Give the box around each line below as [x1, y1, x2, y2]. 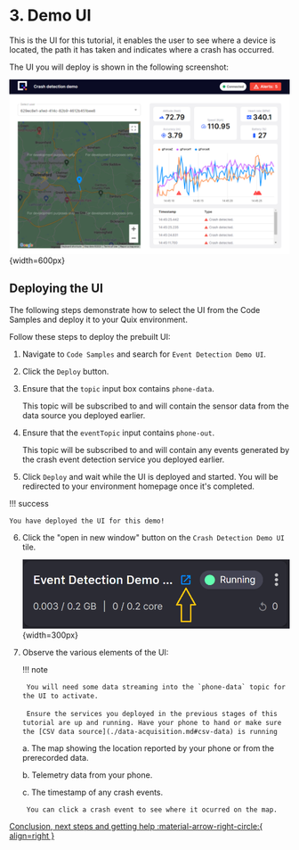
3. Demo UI [9, 5, 92, 26]
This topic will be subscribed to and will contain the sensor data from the [21, 400, 289, 411]
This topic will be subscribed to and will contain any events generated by [21, 444, 290, 455]
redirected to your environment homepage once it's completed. [21, 481, 255, 491]
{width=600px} [9, 255, 65, 266]
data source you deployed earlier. [21, 409, 146, 420]
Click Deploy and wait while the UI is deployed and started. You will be [21, 471, 279, 482]
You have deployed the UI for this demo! [9, 516, 166, 525]
